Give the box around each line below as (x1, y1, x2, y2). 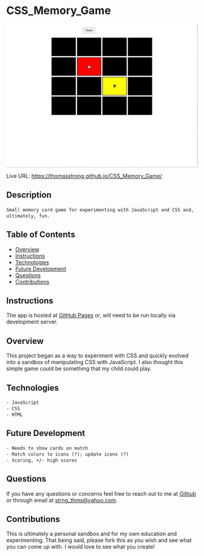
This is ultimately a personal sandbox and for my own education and (6, 530, 177, 538)
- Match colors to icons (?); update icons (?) (6, 451, 129, 457)
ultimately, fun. (6, 213, 50, 219)
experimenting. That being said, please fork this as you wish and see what (6, 537, 192, 544)
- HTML (6, 412, 23, 418)
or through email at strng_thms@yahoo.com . (6, 496, 118, 504)
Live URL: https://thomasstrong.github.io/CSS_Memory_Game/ (6, 172, 162, 180)
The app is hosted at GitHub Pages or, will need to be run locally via (6, 312, 176, 319)
